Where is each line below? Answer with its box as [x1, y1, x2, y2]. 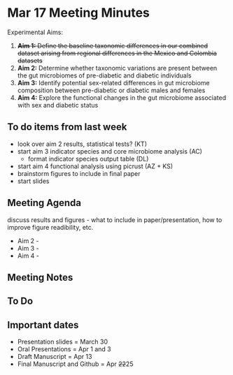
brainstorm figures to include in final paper [17, 169, 141, 177]
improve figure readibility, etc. [7, 223, 94, 231]
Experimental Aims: [7, 28, 63, 36]
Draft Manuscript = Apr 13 [17, 353, 92, 361]
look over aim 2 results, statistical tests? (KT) [17, 140, 148, 148]
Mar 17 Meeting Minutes [7, 5, 150, 21]
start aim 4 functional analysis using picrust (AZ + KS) [17, 162, 174, 170]
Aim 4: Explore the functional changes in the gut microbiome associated [17, 93, 227, 102]
